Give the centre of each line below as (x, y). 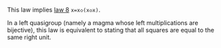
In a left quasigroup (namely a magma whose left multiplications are (103, 23)
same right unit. (29, 37)
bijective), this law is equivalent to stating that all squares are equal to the (111, 30)
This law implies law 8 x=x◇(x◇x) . (54, 10)
